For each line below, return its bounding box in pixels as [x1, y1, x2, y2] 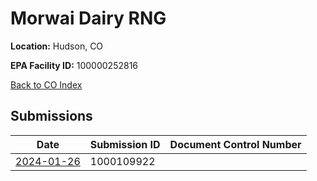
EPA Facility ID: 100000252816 [10, 59, 139, 71]
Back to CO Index [10, 78, 83, 91]
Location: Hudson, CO [10, 40, 104, 52]
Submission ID [89, 137, 161, 151]
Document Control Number [169, 137, 302, 151]
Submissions [10, 108, 93, 125]
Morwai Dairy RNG [10, 7, 167, 30]
